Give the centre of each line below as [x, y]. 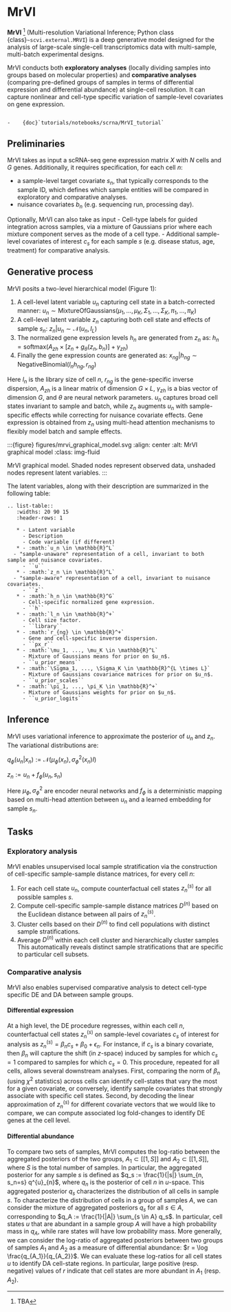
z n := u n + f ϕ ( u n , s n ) [35, 775]
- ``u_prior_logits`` [53, 698]
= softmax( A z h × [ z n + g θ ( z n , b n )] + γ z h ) [73, 347]
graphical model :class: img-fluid [54, 452]
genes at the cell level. [39, 1120]
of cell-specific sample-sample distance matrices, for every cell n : [101, 874]
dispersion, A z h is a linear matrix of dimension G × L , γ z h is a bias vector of [113, 389]
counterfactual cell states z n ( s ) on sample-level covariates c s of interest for [113, 1034]
